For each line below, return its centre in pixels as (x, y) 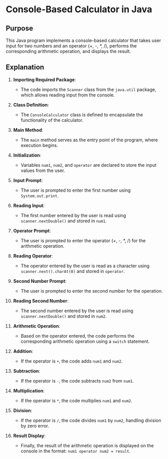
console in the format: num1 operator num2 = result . (76, 451)
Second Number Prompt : (40, 281)
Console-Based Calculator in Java (79, 9)
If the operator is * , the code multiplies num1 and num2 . (76, 400)
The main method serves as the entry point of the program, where (89, 140)
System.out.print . (40, 195)
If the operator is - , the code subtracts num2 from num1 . (77, 380)
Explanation (25, 67)
